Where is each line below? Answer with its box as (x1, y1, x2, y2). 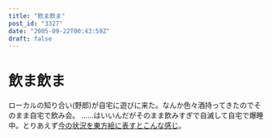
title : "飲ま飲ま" (8, 11, 66, 20)
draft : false (8, 34, 53, 43)
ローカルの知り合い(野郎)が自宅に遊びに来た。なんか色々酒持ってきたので (8, 101, 255, 110)
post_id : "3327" (8, 19, 63, 28)
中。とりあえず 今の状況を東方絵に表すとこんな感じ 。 (8, 121, 186, 131)
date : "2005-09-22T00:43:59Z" (8, 27, 111, 35)
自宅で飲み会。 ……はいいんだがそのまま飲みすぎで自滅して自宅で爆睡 (29, 110, 264, 120)
